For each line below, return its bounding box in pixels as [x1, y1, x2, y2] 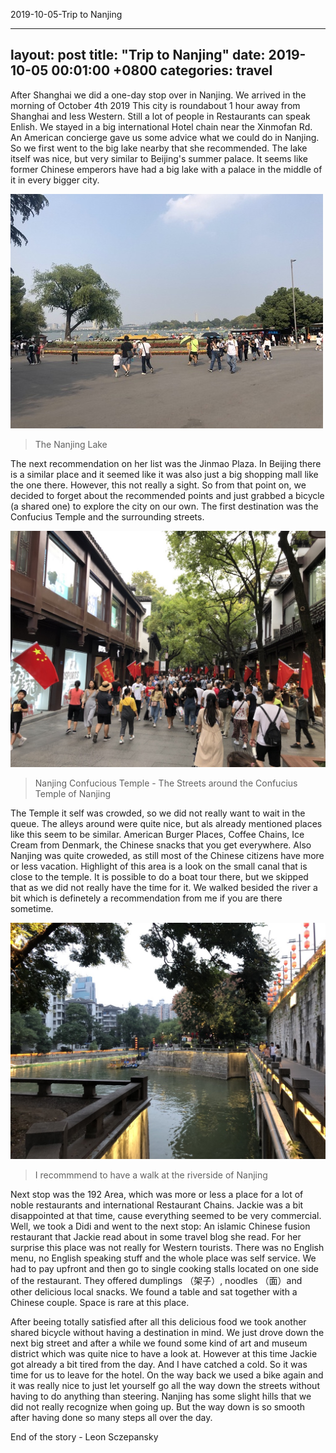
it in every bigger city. [10, 174, 100, 186]
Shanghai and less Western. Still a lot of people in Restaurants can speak [10, 110, 311, 122]
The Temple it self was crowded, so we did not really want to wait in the [10, 807, 306, 819]
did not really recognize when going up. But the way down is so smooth [10, 1400, 306, 1413]
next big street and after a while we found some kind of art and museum [10, 1337, 308, 1349]
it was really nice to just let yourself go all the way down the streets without [10, 1379, 320, 1391]
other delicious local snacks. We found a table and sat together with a [10, 1285, 298, 1298]
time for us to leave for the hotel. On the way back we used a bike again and [10, 1369, 324, 1381]
